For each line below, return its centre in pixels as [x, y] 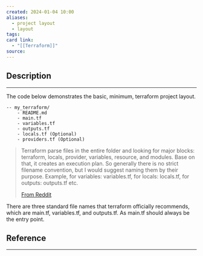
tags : [13, 35]
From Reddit [36, 194]
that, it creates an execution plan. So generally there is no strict [100, 163]
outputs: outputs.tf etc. [50, 183]
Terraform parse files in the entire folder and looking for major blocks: [108, 150]
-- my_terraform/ [28, 107]
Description [29, 76]
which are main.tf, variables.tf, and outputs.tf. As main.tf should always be [98, 212]
